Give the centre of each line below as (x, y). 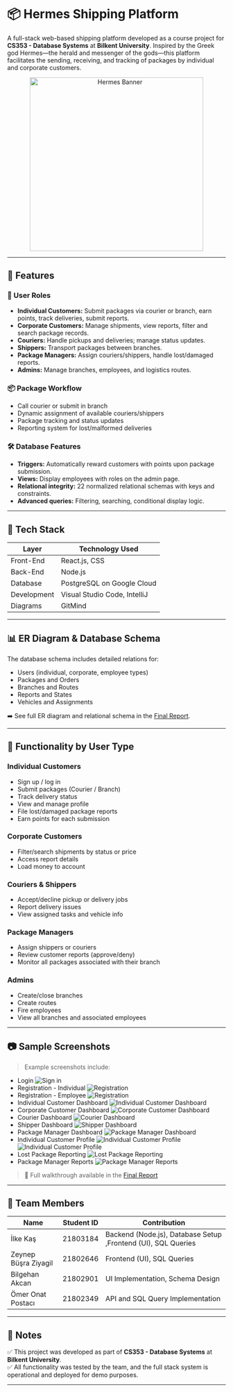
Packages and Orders (48, 679)
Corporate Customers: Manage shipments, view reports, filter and (112, 325)
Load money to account (51, 866)
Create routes (37, 1002)
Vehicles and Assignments (55, 702)
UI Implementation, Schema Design (163, 1279)
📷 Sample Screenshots (59, 1047)
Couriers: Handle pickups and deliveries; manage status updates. (111, 340)
